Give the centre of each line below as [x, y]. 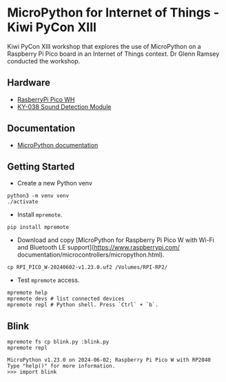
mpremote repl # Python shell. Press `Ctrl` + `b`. [83, 305]
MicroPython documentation [58, 145]
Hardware [29, 83]
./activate [23, 202]
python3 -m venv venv [38, 196]
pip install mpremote [38, 228]
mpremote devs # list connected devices [66, 299]
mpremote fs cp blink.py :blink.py [58, 342]
